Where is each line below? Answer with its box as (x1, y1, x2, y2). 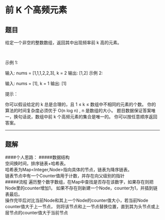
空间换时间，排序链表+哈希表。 (5, 160, 69, 166)
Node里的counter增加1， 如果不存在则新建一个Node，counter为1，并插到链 (5, 185, 158, 191)
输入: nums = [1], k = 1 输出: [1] (5, 81, 67, 86)
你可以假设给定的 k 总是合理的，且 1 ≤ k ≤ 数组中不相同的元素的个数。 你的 (5, 101, 156, 107)
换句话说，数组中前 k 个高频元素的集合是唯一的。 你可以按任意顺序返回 (13, 114, 158, 120)
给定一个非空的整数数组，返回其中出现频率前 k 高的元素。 (5, 40, 122, 45)
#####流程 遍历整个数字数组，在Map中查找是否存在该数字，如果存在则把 (5, 179, 154, 185)
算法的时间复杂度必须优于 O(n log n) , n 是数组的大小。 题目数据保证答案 (5, 108, 151, 113)
